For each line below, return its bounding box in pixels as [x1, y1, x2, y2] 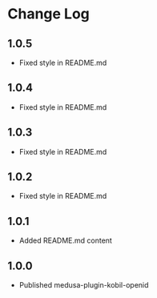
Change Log [7, 5, 90, 23]
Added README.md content [18, 236, 113, 245]
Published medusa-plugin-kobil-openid [18, 280, 149, 290]
